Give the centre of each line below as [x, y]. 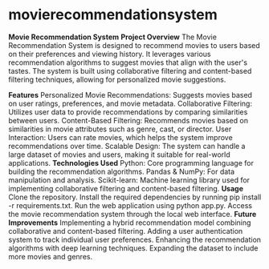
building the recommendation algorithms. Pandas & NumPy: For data [122, 171]
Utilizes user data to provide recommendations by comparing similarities [128, 112]
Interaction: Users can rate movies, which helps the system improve [120, 137]
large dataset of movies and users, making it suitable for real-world [119, 155]
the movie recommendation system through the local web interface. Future [132, 214]
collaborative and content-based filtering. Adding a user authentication [126, 231]
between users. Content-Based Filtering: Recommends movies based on [128, 120]
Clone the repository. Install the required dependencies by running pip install [135, 197]
